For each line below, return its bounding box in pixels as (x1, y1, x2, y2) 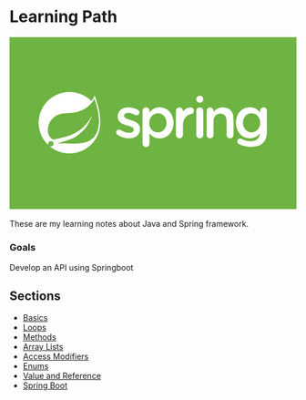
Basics (22, 313, 48, 323)
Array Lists (22, 342, 64, 353)
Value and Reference (22, 371, 102, 382)
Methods (22, 332, 56, 343)
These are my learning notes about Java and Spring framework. (9, 219, 249, 230)
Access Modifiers (22, 351, 89, 362)
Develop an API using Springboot (9, 262, 134, 272)
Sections (9, 289, 61, 304)
